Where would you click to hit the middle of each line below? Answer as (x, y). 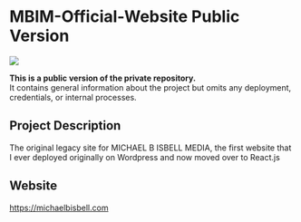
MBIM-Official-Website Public (125, 17)
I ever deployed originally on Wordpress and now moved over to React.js (145, 157)
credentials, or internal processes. (73, 97)
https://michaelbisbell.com (59, 208)
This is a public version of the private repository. (103, 78)
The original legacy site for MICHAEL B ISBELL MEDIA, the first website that (150, 148)
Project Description (65, 125)
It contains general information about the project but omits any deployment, (150, 87)
